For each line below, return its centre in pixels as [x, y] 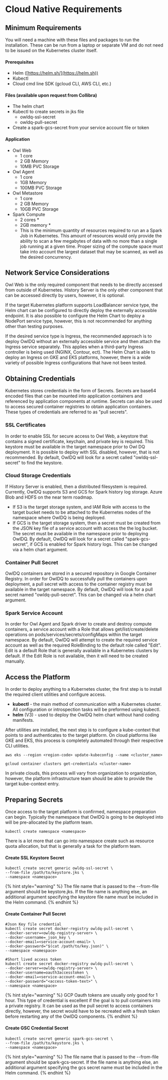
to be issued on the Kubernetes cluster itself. [51, 50]
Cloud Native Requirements [64, 9]
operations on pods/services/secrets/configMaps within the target [74, 635]
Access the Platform [38, 677]
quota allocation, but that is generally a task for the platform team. [73, 846]
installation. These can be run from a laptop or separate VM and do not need [84, 45]
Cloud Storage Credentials [38, 476]
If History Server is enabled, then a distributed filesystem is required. [76, 486]
